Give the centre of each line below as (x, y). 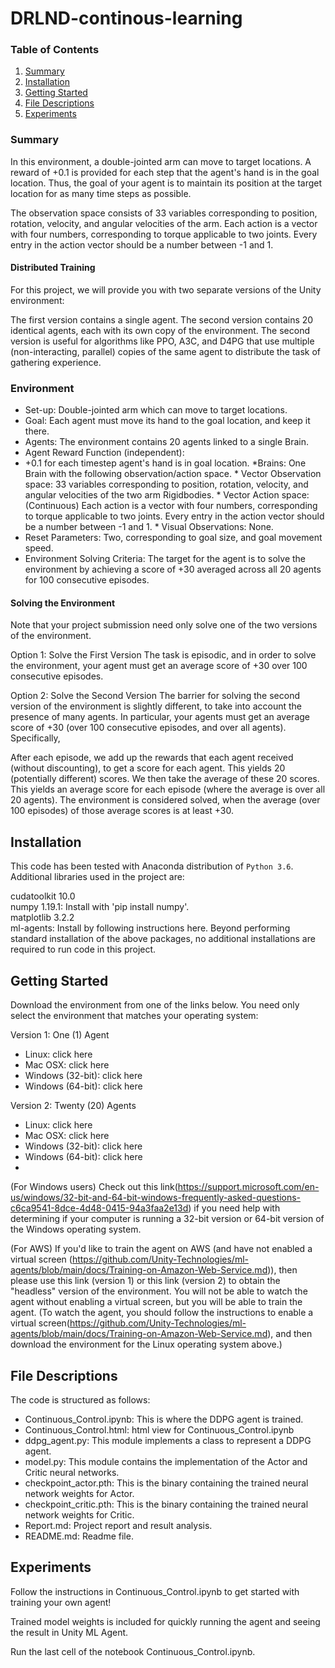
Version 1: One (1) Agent (60, 1035)
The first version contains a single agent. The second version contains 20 (162, 319)
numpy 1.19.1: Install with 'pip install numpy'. (100, 907)
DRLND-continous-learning (126, 18)
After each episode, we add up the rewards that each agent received (152, 758)
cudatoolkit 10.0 (43, 896)
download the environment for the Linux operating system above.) (146, 1344)
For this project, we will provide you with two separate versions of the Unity (166, 289)
